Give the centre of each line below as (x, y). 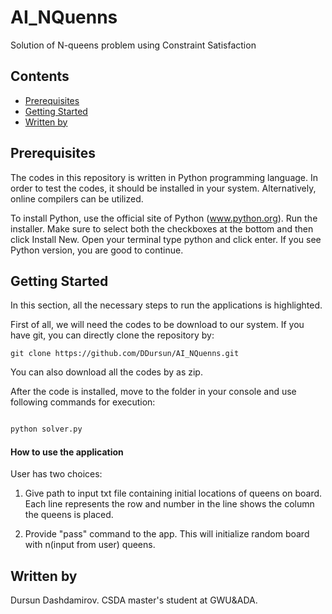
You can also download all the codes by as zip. (106, 372)
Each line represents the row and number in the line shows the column (169, 504)
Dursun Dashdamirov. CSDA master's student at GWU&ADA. (134, 600)
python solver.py (46, 429)
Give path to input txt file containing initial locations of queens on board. (173, 493)
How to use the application (67, 452)
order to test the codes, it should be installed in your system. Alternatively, (163, 188)
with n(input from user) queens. (90, 545)
